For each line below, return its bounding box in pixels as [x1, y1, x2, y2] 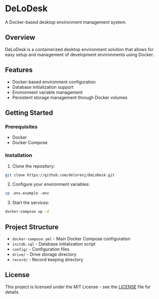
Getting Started [5, 108, 53, 117]
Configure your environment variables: [12, 181, 91, 187]
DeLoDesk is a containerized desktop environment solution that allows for [5, 46, 154, 52]
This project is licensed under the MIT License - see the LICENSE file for [5, 284, 151, 290]
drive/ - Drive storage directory [12, 251, 77, 257]
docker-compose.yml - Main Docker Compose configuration [12, 236, 131, 242]
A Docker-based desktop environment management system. [5, 19, 127, 25]
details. [5, 289, 20, 295]
